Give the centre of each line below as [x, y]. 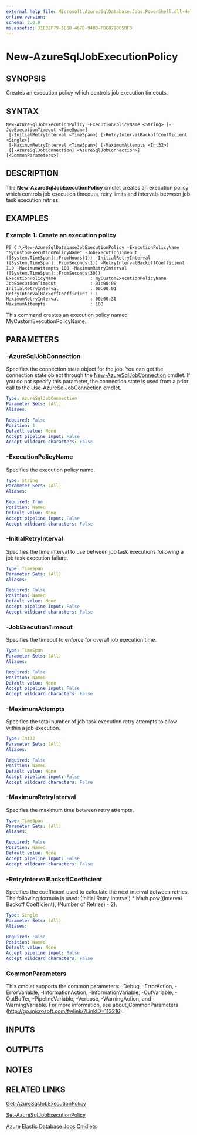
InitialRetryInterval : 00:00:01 [61, 288]
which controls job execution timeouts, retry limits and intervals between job [98, 194]
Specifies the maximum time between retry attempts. [70, 810]
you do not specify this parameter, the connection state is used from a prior [97, 382]
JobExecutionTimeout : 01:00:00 [61, 283]
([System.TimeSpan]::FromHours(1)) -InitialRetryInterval [78, 258]
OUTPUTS [25, 1050]
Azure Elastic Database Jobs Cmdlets [52, 1126]
